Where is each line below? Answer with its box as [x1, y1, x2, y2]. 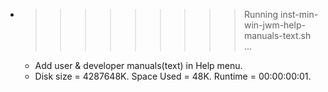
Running [243, 9, 279, 20]
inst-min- [279, 9, 319, 20]
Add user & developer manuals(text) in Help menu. [34, 60, 243, 71]
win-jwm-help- [243, 19, 306, 31]
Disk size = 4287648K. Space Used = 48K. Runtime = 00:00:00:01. [34, 70, 312, 82]
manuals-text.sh [243, 30, 312, 41]
